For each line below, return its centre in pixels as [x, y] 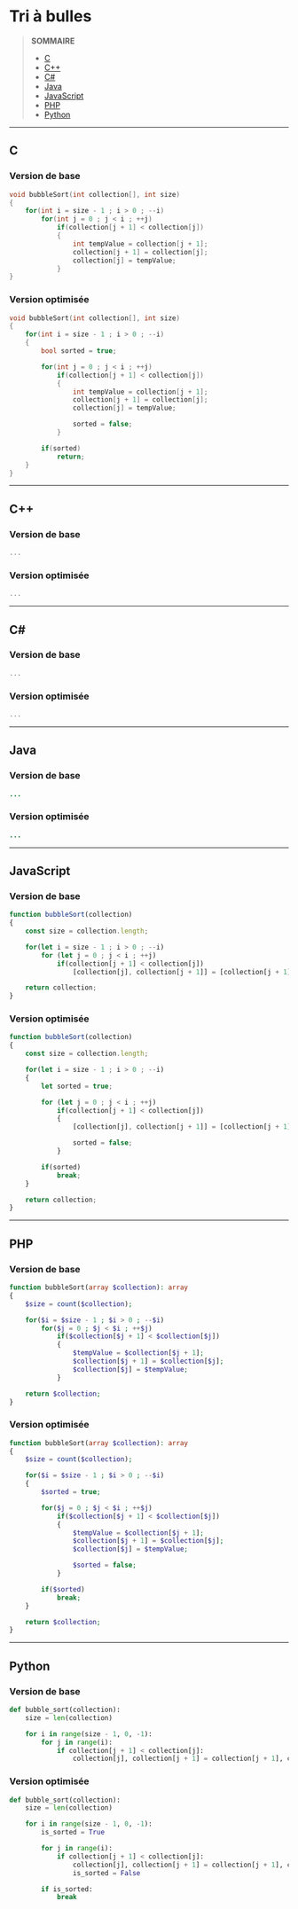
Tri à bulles [51, 16]
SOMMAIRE [53, 41]
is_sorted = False [106, 1873]
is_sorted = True [73, 1833]
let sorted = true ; [77, 1086]
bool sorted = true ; [79, 351]
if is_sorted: [67, 1889]
